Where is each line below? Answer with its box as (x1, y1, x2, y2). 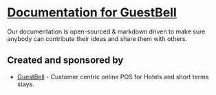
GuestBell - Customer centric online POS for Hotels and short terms (17, 72, 209, 81)
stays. (17, 80, 34, 88)
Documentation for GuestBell (7, 5, 177, 21)
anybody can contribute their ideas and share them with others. (7, 34, 188, 42)
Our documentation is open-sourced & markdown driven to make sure (7, 27, 206, 36)
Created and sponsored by (7, 55, 124, 66)
